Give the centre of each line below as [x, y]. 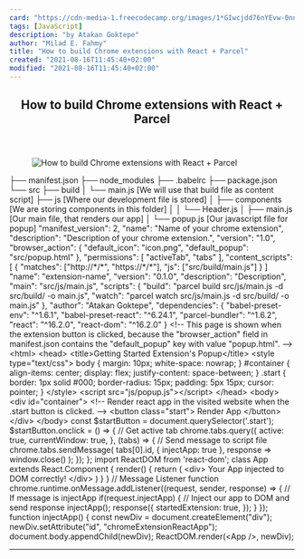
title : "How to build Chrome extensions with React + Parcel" [129, 52]
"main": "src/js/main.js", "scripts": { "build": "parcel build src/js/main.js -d [146, 286]
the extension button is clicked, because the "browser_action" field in [139, 334]
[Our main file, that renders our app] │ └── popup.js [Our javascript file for [149, 219]
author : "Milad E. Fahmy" [58, 43]
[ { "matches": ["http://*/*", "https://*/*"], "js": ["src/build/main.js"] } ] [139, 267]
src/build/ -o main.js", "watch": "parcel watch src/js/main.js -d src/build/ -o [149, 296]
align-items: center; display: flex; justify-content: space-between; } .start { [148, 373]
